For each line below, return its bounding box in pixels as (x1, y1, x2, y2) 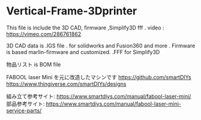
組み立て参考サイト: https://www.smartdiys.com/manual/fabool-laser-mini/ (6, 92, 191, 100)
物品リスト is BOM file (6, 61, 61, 68)
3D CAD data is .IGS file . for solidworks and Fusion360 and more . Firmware (6, 42, 196, 49)
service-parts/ (6, 107, 42, 114)
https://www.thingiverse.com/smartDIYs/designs (6, 80, 127, 88)
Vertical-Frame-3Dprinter (6, 4, 137, 18)
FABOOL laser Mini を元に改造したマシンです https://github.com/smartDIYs (6, 73, 192, 80)
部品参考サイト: (6, 100, 45, 107)
